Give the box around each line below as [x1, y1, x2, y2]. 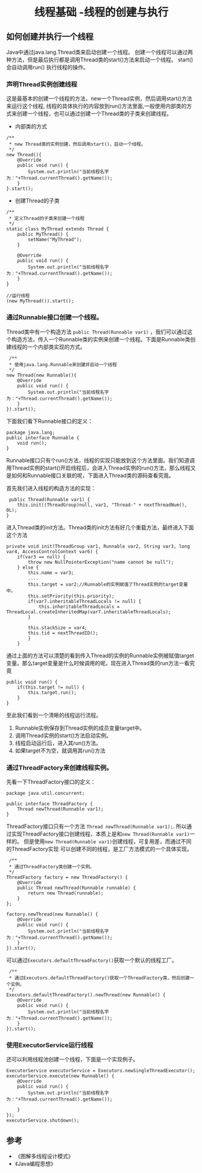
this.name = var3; [28, 569, 74, 576]
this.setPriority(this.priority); [28, 593, 115, 599]
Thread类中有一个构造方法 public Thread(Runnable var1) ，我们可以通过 [6, 328, 188, 335]
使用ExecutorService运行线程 [6, 1041, 93, 1049]
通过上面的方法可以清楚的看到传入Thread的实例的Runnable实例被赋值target [6, 652, 194, 659]
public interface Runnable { [6, 435, 80, 441]
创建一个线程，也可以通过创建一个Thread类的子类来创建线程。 [16, 110, 172, 118]
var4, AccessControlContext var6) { [6, 548, 98, 555]
